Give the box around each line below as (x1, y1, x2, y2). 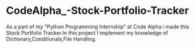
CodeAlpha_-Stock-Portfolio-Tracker (6, 4, 189, 17)
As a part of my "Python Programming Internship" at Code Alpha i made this (6, 23, 189, 30)
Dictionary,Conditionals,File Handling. (6, 35, 97, 42)
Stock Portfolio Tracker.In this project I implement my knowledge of (6, 29, 169, 36)
